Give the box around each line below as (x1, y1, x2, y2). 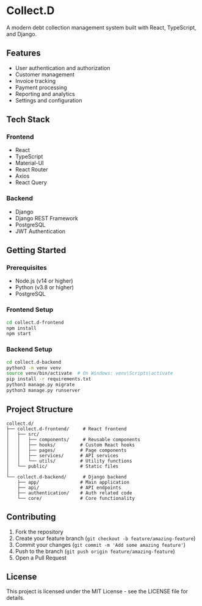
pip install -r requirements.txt (6, 376, 92, 382)
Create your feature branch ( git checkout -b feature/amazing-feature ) (15, 535, 196, 542)
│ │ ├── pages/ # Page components (6, 447, 127, 453)
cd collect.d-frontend (6, 319, 64, 325)
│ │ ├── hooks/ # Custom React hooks (6, 442, 135, 448)
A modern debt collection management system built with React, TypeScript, (6, 24, 197, 31)
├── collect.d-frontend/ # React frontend (6, 425, 127, 432)
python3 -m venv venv (6, 364, 62, 371)
